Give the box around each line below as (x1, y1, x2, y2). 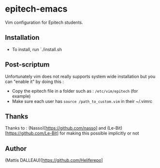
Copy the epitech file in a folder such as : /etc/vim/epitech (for (12, 88, 138, 94)
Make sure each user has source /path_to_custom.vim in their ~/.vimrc (12, 98, 153, 104)
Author (5, 144, 27, 152)
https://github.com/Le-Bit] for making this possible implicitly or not (6, 130, 139, 136)
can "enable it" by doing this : (5, 79, 64, 84)
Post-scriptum (5, 61, 50, 69)
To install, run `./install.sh (12, 46, 62, 52)
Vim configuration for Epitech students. (5, 19, 83, 25)
